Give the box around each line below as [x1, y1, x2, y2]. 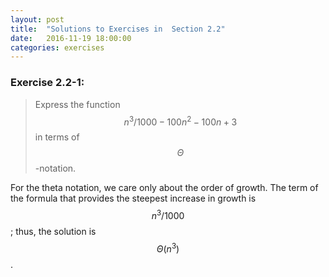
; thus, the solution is [10, 225, 97, 237]
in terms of [34, 131, 80, 143]
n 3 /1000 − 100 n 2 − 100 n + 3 [123, 114, 238, 128]
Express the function [34, 98, 121, 110]
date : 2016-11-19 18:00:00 [10, 33, 132, 43]
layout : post [10, 14, 65, 25]
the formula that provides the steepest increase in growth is [10, 192, 257, 205]
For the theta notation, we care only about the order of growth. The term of [10, 182, 319, 194]
